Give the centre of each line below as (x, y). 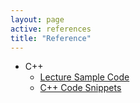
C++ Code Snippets (80, 88)
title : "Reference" (51, 38)
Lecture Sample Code (84, 77)
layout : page (37, 19)
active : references (51, 29)
